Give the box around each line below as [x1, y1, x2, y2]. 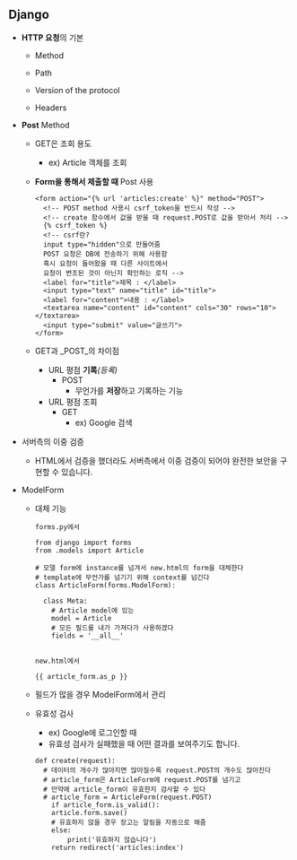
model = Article [51, 613, 112, 622]
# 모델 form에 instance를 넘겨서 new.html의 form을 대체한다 [34, 563, 244, 572]
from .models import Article [34, 546, 144, 555]
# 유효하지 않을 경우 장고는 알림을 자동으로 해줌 [51, 818, 207, 827]
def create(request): [34, 756, 116, 765]
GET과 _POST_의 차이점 [34, 345, 120, 356]
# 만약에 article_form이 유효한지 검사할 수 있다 [42, 785, 206, 794]
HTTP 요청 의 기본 [21, 31, 84, 43]
